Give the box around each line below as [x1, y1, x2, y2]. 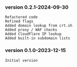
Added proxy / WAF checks [5, 27, 57, 32]
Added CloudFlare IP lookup [5, 32, 62, 37]
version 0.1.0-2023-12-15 [5, 47, 66, 54]
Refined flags [5, 19, 34, 24]
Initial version [5, 58, 38, 63]
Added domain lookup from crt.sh [5, 23, 73, 28]
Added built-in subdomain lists [5, 36, 70, 41]
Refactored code [5, 15, 38, 20]
